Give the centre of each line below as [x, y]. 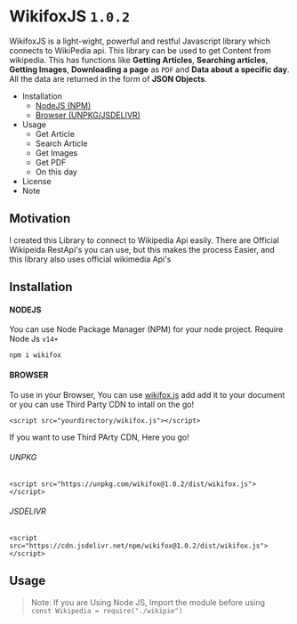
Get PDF [51, 162]
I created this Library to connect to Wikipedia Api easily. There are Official [144, 240]
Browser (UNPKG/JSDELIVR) [88, 115]
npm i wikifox [36, 355]
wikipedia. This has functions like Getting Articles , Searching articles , [139, 60]
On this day [56, 172]
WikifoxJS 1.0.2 [70, 16]
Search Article [61, 143]
